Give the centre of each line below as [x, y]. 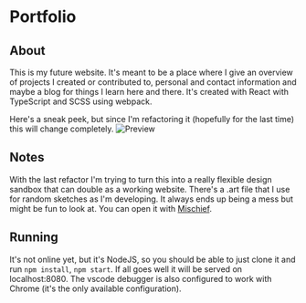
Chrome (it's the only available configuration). [95, 288]
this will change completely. [62, 129]
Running [34, 238]
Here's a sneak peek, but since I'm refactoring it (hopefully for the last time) [152, 119]
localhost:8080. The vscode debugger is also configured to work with [141, 278]
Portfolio [43, 17]
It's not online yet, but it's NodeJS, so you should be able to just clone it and [153, 259]
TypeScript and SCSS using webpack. [81, 101]
